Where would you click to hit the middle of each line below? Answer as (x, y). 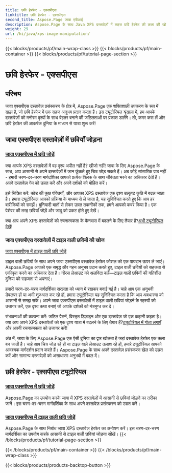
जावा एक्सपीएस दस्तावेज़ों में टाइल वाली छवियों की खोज (55, 240)
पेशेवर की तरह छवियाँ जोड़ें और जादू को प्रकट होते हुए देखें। (52, 210)
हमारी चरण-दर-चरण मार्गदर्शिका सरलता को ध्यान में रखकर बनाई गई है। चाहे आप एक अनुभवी (80, 289)
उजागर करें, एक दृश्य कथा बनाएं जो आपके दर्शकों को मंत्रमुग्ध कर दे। (60, 306)
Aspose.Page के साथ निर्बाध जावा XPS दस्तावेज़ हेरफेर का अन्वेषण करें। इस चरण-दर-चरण (82, 428)
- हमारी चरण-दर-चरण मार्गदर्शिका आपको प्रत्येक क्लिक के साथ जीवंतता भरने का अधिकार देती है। (83, 177)
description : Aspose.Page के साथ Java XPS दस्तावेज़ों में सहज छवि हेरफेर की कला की (83, 24)
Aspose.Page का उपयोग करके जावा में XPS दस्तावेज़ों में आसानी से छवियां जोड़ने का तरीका (81, 398)
